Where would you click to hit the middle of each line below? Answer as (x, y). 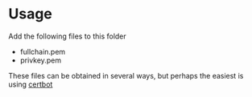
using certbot (31, 84)
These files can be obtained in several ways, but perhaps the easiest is (126, 75)
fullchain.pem (43, 51)
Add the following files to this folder (67, 36)
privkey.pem (41, 60)
